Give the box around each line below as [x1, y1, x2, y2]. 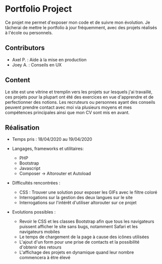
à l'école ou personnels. [5, 30, 53, 35]
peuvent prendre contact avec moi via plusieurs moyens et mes [5, 104, 132, 110]
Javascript [19, 165, 41, 171]
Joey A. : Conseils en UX [12, 62, 62, 67]
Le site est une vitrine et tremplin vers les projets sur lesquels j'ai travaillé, [5, 89, 153, 95]
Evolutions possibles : [12, 209, 56, 215]
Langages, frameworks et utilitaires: [12, 146, 84, 151]
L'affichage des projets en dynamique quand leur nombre [19, 249, 134, 255]
